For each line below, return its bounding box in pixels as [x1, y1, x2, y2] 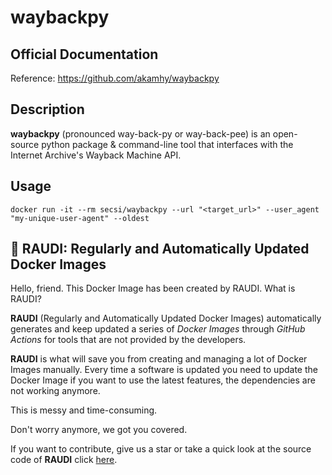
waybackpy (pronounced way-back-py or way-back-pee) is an [10, 127, 271, 140]
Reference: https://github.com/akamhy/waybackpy [10, 72, 220, 84]
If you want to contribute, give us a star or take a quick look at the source [10, 443, 312, 455]
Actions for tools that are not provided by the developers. [10, 334, 247, 346]
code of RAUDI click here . [10, 454, 118, 466]
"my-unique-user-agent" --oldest [10, 213, 150, 223]
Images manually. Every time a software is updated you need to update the [10, 364, 318, 376]
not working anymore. [10, 385, 101, 397]
